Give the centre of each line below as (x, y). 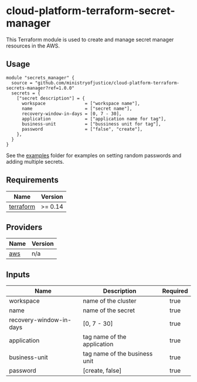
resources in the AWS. (33, 46)
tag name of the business (118, 354)
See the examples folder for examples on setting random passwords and (94, 155)
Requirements (32, 180)
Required (175, 291)
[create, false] (102, 371)
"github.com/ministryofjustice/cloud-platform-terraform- (107, 83)
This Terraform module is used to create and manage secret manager (90, 39)
